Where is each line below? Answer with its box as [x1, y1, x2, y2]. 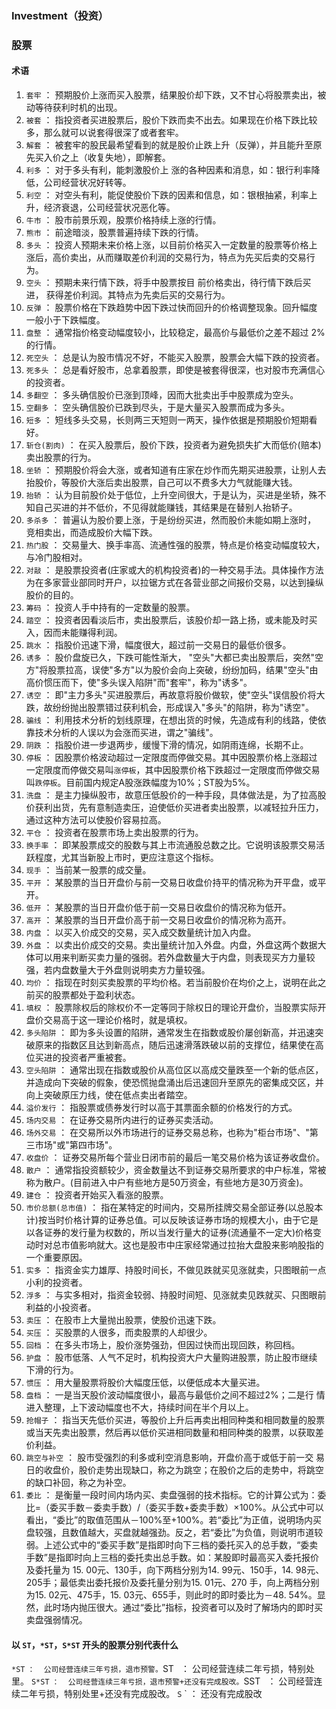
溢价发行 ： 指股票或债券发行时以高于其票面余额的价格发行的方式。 [25, 1102, 298, 1114]
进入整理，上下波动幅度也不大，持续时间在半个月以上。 [25, 1402, 254, 1414]
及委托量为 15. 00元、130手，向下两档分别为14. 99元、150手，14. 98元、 [25, 1564, 325, 1576]
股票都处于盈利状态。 [52, 989, 141, 1001]
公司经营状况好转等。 [43, 177, 132, 189]
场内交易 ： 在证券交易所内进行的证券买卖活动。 [25, 1114, 219, 1126]
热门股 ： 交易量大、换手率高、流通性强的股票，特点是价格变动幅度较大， [25, 539, 326, 551]
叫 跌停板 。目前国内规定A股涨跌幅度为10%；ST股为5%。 [25, 777, 256, 789]
